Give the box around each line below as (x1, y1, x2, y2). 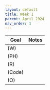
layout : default (5, 7, 38, 12)
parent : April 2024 (5, 16, 45, 21)
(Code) (7, 69, 24, 76)
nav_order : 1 (5, 21, 32, 26)
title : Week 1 (5, 12, 34, 17)
